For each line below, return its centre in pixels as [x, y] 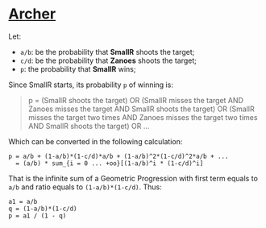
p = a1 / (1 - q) [37, 216]
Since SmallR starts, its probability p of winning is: [91, 85]
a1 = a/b [23, 201]
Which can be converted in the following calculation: [96, 141]
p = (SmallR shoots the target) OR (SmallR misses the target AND [136, 100]
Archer [32, 14]
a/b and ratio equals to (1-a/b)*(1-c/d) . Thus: [85, 187]
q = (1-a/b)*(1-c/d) [43, 209]
